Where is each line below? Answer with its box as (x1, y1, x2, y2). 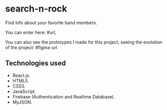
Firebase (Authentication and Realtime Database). (12, 93, 115, 99)
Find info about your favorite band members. (5, 20, 97, 26)
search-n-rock (5, 3, 67, 15)
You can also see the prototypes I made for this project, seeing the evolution (5, 39, 162, 45)
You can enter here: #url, (5, 29, 56, 35)
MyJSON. (12, 99, 32, 105)
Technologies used (5, 59, 66, 68)
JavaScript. (12, 88, 36, 94)
